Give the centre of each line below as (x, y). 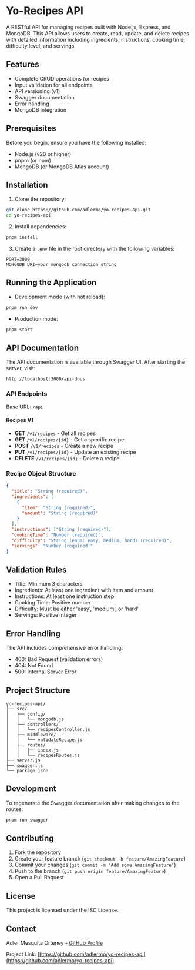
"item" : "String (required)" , (58, 507)
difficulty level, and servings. (41, 46)
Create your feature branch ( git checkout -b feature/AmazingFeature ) (100, 859)
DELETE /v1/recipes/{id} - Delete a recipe (67, 458)
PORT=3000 (18, 260)
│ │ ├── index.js (33, 750)
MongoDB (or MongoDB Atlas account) (62, 167)
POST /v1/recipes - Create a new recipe (64, 446)
